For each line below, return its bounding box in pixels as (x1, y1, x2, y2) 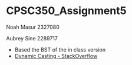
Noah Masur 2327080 (6, 23, 60, 30)
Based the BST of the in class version (14, 46, 106, 53)
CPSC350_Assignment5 (6, 4, 127, 18)
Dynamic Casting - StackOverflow (14, 52, 98, 59)
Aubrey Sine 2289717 (6, 35, 58, 42)
